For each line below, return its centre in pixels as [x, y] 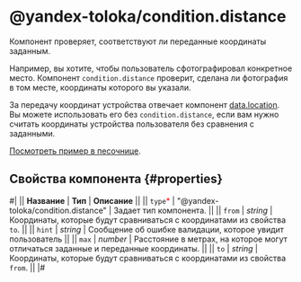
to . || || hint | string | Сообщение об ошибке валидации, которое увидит [147, 229]
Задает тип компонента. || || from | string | [193, 210]
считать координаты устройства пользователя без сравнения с [132, 124]
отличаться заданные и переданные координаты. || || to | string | [134, 248]
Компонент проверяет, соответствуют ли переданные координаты [138, 41]
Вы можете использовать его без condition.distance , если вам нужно [144, 114]
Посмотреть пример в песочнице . [75, 151]
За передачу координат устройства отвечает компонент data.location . [145, 104]
